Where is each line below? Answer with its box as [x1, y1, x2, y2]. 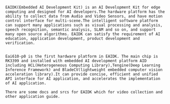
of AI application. [5, 81, 47, 86]
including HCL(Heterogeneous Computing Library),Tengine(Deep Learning [5, 63, 160, 68]
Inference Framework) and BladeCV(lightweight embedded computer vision [5, 67, 163, 72]
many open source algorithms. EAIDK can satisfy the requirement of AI [5, 32, 160, 37]
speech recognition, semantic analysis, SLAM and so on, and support [5, 27, 156, 32]
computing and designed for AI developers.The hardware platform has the [5, 9, 165, 14]
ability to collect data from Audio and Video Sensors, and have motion [5, 14, 163, 19]
